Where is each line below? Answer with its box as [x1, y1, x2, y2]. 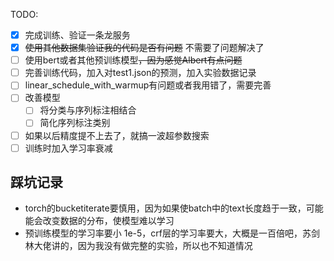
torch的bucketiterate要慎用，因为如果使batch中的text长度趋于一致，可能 [24, 202, 324, 214]
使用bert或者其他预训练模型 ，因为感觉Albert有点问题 [24, 54, 243, 66]
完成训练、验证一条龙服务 [24, 29, 131, 41]
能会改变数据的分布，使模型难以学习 [24, 215, 175, 227]
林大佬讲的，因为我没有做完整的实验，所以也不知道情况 [24, 240, 253, 252]
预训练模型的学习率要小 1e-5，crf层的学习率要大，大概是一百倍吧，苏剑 [24, 227, 321, 239]
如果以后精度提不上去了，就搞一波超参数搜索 [24, 129, 210, 141]
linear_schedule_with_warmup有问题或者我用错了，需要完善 [24, 79, 272, 91]
